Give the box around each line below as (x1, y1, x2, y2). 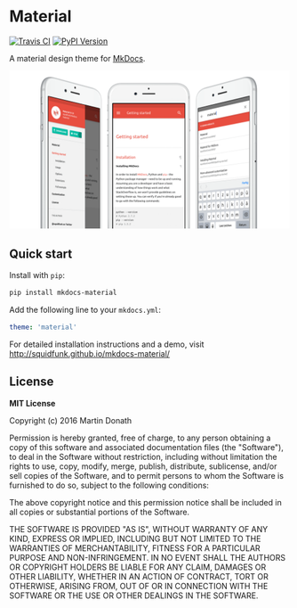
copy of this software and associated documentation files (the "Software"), (9, 441, 285, 452)
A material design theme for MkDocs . (9, 53, 146, 63)
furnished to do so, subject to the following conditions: (9, 480, 209, 490)
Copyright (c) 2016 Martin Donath (9, 415, 132, 425)
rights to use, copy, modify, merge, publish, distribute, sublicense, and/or (9, 461, 277, 472)
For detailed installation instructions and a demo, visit (9, 339, 205, 349)
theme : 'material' (9, 323, 77, 332)
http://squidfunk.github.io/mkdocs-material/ (9, 349, 171, 358)
